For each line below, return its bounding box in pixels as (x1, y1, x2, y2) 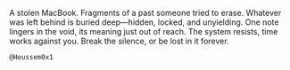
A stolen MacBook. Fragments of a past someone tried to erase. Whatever (9, 8, 282, 18)
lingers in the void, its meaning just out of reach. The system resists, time (9, 27, 278, 36)
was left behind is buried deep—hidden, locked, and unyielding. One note (9, 17, 279, 27)
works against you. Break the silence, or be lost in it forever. (9, 35, 229, 46)
